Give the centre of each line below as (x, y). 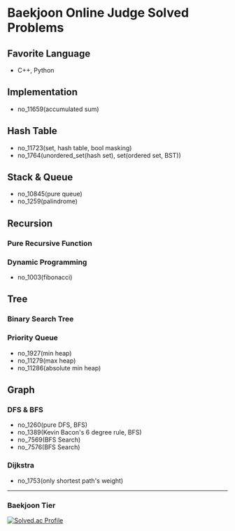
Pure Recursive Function (50, 243)
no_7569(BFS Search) (49, 440)
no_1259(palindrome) (48, 201)
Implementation (43, 92)
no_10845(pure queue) (50, 194)
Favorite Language (49, 53)
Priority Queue (33, 338)
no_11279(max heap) (47, 361)
